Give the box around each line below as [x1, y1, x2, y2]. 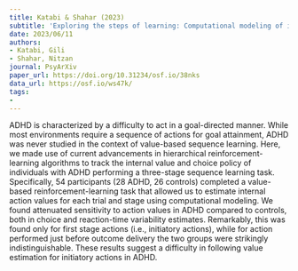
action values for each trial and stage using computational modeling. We [9, 195, 273, 206]
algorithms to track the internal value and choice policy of [41, 157, 252, 169]
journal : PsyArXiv [9, 63, 77, 72]
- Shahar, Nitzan [9, 54, 74, 63]
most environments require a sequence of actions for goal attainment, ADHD [9, 130, 289, 140]
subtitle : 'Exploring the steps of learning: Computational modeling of [9, 21, 284, 30]
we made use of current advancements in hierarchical [9, 148, 207, 159]
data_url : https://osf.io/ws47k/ [9, 79, 133, 88]
